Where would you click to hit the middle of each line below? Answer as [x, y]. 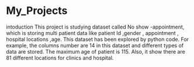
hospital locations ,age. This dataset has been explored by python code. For [97, 39]
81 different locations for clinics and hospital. [60, 58]
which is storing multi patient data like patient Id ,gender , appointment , [93, 33]
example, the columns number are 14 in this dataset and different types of [95, 45]
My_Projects [37, 11]
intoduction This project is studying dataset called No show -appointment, [95, 27]
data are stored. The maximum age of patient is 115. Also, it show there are [96, 51]
